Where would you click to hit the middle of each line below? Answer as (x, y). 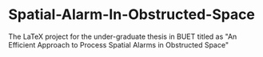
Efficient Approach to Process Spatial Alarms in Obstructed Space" (119, 44)
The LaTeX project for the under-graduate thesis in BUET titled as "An (123, 36)
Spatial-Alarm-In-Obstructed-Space (132, 15)
